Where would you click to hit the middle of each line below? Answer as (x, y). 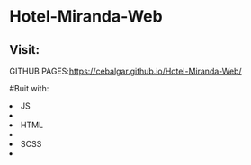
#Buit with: (29, 88)
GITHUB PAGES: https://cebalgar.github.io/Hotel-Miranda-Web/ (126, 71)
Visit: (25, 50)
